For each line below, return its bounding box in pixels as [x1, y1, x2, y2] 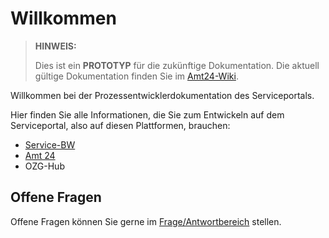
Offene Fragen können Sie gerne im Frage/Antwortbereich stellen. [10, 215, 282, 227]
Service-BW [24, 138, 76, 151]
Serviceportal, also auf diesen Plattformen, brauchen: [10, 119, 231, 131]
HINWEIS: [34, 40, 77, 52]
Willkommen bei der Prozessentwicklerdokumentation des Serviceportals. [10, 89, 315, 101]
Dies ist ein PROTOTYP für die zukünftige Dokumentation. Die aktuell [34, 59, 320, 71]
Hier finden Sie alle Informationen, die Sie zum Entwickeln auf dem [10, 108, 285, 121]
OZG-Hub [24, 160, 65, 172]
